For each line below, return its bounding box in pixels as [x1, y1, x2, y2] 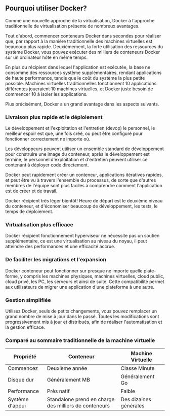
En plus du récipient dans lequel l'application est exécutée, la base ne [5, 64, 151, 70]
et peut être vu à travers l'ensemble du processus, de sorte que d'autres [5, 177, 156, 183]
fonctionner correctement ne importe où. [5, 136, 91, 142]
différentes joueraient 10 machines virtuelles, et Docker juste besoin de [5, 86, 153, 92]
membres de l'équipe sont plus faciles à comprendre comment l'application [5, 183, 163, 189]
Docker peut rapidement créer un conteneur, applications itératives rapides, [5, 172, 163, 178]
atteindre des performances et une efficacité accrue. [5, 244, 115, 250]
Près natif [47, 388, 70, 395]
